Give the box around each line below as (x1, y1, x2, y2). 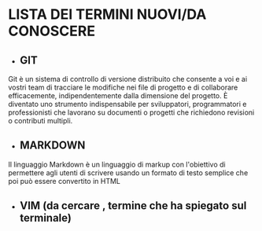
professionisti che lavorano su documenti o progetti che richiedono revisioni (8, 108, 255, 117)
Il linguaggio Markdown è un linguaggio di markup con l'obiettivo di (8, 159, 226, 169)
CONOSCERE (8, 22, 96, 40)
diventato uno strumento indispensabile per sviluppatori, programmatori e (8, 100, 247, 108)
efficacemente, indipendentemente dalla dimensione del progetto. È (8, 91, 228, 100)
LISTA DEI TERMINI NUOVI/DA (8, 5, 207, 24)
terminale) (19, 211, 72, 225)
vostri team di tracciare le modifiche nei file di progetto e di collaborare (8, 82, 238, 92)
